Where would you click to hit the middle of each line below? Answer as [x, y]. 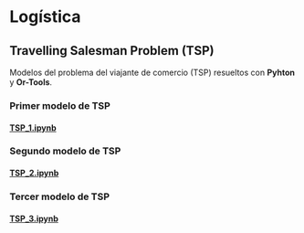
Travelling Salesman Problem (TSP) [112, 51]
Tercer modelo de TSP [59, 196]
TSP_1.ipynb [33, 127]
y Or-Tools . [31, 82]
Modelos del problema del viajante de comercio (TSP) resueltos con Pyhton [152, 72]
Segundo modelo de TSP [65, 151]
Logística [45, 17]
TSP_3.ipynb [34, 218]
